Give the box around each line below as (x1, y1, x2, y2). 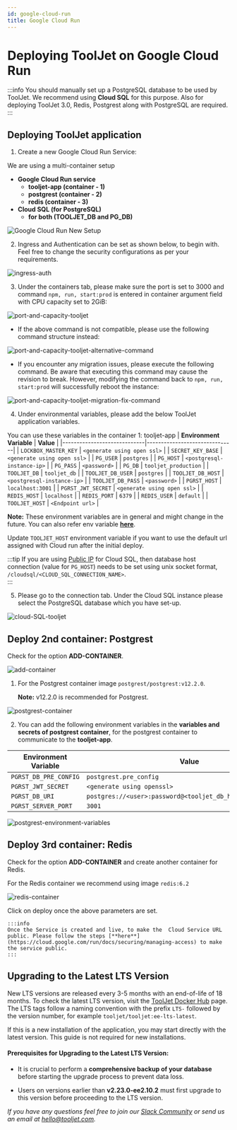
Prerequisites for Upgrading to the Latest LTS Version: (7, 1049, 169, 1058)
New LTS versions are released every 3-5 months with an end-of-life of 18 (7, 988, 223, 998)
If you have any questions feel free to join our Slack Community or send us (7, 1107, 225, 1115)
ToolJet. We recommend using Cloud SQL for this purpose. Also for (7, 93, 204, 102)
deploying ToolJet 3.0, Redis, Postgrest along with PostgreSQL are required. (7, 100, 228, 110)
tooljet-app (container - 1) (28, 183, 106, 191)
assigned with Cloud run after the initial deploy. (7, 541, 145, 550)
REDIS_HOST (7, 492, 39, 500)
